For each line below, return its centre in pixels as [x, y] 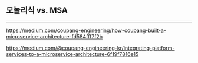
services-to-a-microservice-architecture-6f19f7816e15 [72, 54]
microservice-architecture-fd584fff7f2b [55, 36]
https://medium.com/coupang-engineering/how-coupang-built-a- [86, 30]
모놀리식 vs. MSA [37, 10]
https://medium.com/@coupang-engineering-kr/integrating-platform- [90, 48]
